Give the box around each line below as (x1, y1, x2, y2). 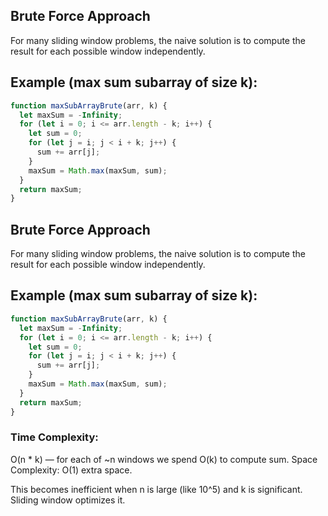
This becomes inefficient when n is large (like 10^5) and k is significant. (10, 483, 303, 495)
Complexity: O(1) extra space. (10, 464, 133, 476)
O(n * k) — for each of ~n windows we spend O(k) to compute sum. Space (10, 453, 318, 465)
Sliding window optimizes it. (10, 494, 126, 506)
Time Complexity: (10, 430, 99, 444)
